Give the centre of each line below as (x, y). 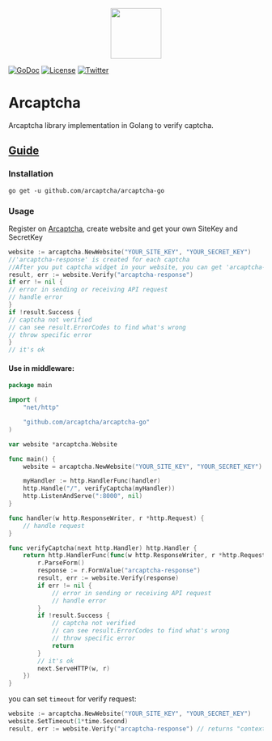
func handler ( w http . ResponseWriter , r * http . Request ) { (106, 518)
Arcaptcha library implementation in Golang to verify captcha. (111, 125)
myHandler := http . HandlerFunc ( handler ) (92, 481)
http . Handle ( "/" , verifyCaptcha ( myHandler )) (99, 489)
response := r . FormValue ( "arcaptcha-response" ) (119, 571)
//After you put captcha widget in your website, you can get (115, 267)
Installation (31, 174)
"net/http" (41, 408)
